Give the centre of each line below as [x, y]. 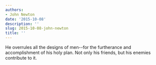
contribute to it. [21, 58]
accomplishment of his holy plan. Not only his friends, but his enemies [78, 52]
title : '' [16, 33]
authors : [14, 10]
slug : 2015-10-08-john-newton [37, 28]
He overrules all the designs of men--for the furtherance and [68, 47]
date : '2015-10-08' [26, 19]
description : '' [22, 24]
